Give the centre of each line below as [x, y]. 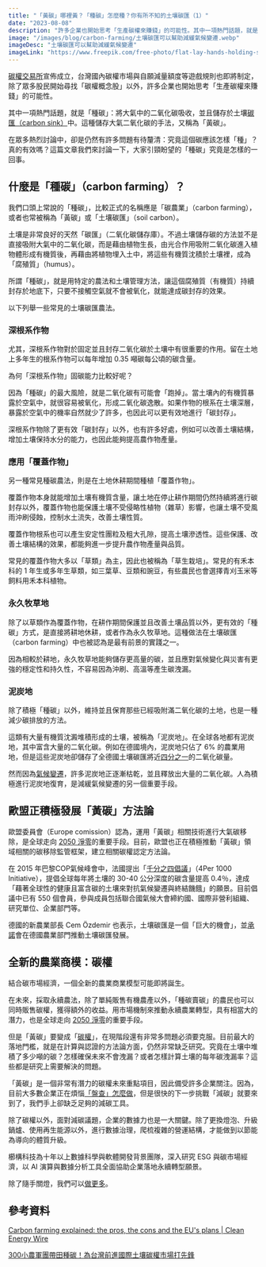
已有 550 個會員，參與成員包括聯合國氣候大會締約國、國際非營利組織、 [138, 898]
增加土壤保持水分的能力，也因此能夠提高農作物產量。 [95, 439]
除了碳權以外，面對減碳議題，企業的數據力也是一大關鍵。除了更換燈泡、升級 [133, 1119]
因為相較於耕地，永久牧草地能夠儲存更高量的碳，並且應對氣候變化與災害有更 [133, 659]
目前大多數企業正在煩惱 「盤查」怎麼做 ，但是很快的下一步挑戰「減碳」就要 [129, 1093]
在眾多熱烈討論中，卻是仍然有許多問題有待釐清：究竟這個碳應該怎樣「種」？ [133, 139]
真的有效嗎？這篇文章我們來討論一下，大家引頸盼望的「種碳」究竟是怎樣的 [129, 149]
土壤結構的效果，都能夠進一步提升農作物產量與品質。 [101, 544]
